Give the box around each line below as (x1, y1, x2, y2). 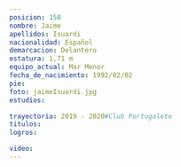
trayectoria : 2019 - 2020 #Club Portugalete (9, 112, 173, 121)
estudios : (9, 95, 46, 105)
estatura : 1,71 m (9, 54, 74, 63)
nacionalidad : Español (9, 37, 93, 47)
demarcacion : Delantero (9, 46, 98, 55)
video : (9, 144, 34, 154)
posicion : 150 (9, 12, 62, 22)
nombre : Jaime (9, 21, 62, 30)
